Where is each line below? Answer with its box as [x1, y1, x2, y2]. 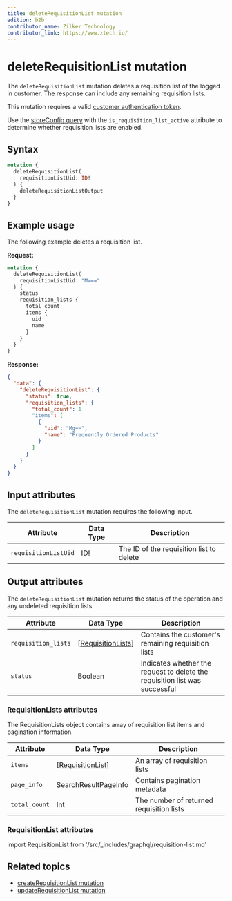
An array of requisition [135, 756, 208, 766]
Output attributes [7, 576, 84, 588]
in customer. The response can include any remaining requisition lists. [7, 89, 206, 97]
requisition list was [140, 675, 202, 685]
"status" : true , [25, 393, 72, 400]
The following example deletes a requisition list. [7, 238, 143, 246]
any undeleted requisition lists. [7, 601, 95, 610]
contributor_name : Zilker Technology [7, 23, 116, 30]
